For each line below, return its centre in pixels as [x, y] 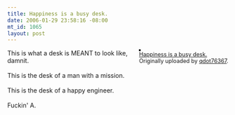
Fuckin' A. [22, 105]
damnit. [18, 61]
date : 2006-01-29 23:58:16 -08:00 [58, 20]
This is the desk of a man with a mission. [66, 76]
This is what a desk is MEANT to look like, [68, 53]
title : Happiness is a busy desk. [58, 14]
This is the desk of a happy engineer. [61, 90]
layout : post [26, 33]
